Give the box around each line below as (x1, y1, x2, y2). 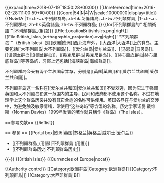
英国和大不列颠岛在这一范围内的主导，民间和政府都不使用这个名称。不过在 (5, 91, 155, 97)
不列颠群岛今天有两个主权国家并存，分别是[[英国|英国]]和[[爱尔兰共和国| (5, 69, 150, 74)
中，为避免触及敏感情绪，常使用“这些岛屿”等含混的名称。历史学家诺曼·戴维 (5, 103, 156, 109)
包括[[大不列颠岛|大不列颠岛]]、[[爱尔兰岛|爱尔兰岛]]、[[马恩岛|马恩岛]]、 (9, 46, 157, 52)
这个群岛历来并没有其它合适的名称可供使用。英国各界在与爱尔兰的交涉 (18, 97, 159, 103)
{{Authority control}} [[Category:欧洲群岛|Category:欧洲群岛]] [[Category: (5, 166, 153, 172)
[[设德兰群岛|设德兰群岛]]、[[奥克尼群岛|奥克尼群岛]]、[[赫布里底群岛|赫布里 (5, 52, 158, 58)
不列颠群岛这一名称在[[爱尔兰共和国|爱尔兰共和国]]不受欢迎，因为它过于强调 (5, 85, 159, 91)
